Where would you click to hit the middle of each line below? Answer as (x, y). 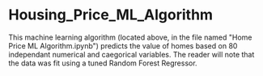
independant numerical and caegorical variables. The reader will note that (131, 54)
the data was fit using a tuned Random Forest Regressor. (103, 63)
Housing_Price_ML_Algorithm (110, 15)
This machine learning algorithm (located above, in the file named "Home (130, 37)
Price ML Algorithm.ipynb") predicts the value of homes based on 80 (123, 45)
